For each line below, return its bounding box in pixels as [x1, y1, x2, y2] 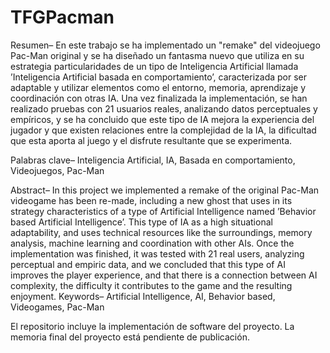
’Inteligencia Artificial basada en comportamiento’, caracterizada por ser [10, 71, 308, 83]
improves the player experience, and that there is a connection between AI [10, 269, 318, 281]
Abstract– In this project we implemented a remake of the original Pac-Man [10, 184, 320, 196]
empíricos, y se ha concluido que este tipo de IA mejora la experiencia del [10, 113, 315, 125]
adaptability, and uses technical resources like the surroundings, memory [10, 226, 313, 238]
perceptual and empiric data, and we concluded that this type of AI [10, 258, 286, 270]
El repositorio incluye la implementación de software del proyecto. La [10, 320, 295, 332]
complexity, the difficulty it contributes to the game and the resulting [10, 279, 293, 291]
